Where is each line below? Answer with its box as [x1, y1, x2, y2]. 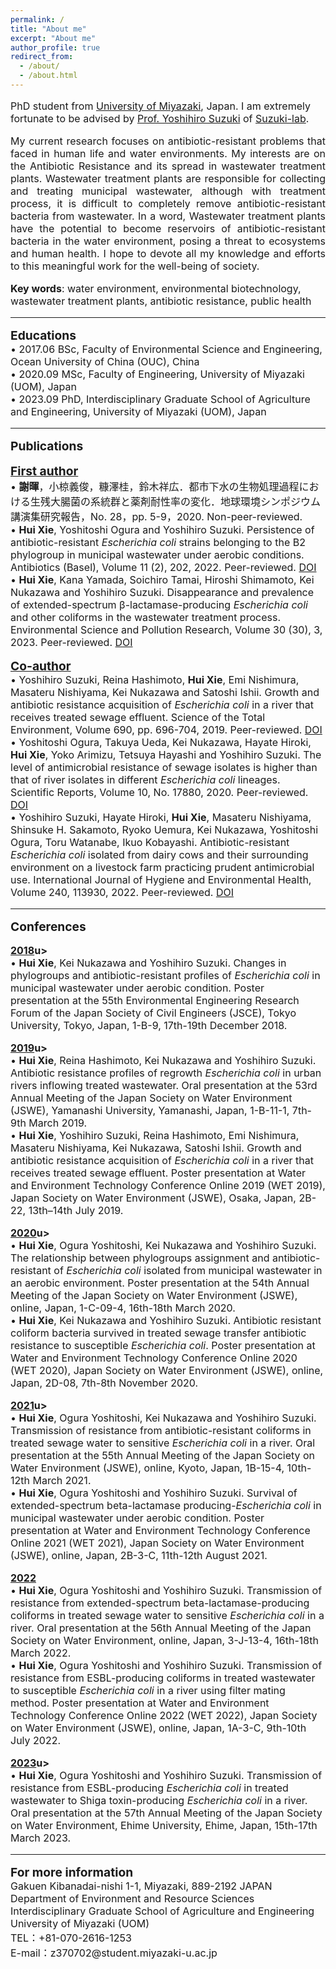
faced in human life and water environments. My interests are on [10, 146, 326, 160]
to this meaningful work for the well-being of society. [10, 259, 260, 273]
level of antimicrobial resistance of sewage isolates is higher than [10, 760, 318, 774]
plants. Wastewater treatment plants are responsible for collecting [10, 171, 326, 185]
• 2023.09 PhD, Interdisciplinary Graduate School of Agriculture [10, 392, 311, 406]
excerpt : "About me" [10, 33, 97, 43]
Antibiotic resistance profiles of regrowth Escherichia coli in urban [10, 1066, 322, 1080]
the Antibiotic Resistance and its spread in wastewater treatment [10, 159, 326, 173]
